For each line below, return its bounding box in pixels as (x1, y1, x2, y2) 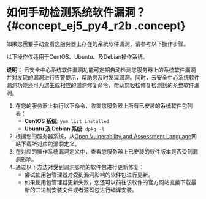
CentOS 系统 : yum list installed (24, 117, 110, 124)
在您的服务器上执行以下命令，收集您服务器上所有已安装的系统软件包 (15, 102, 188, 109)
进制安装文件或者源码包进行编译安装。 (40, 186, 138, 193)
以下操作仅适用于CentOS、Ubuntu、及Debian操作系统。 (6, 53, 148, 60)
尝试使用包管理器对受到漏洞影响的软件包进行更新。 (24, 171, 154, 178)
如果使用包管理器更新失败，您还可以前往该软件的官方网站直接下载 (24, 178, 191, 186)
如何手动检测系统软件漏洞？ (6, 6, 147, 20)
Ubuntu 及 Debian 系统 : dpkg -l (24, 125, 105, 132)
